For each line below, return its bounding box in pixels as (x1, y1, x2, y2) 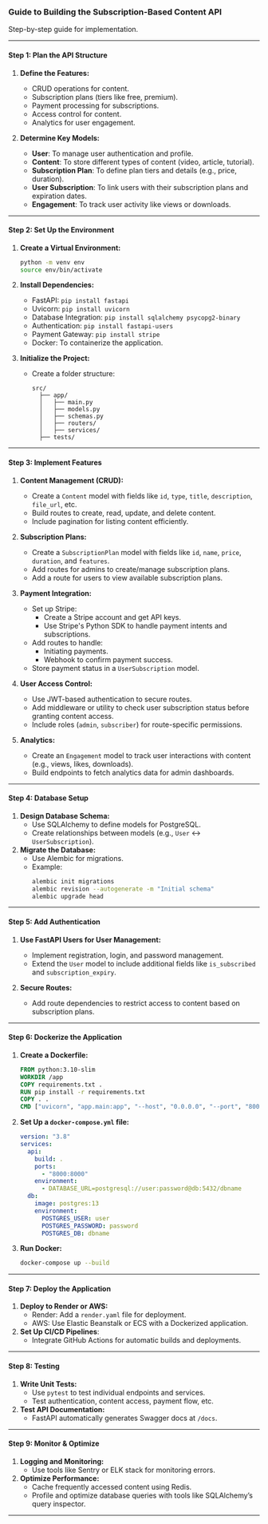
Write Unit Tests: (19, 1379, 77, 1388)
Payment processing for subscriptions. (31, 101, 160, 110)
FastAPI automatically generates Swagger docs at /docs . (31, 1413, 218, 1423)
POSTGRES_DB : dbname (41, 1229, 110, 1237)
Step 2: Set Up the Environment (8, 225, 115, 235)
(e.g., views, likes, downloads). (31, 759, 134, 768)
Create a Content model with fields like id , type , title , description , (31, 490, 253, 501)
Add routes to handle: (31, 637, 104, 647)
